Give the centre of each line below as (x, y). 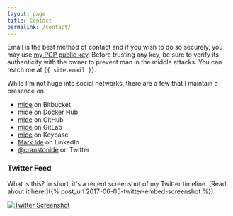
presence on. (27, 91)
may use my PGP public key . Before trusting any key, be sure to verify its (113, 55)
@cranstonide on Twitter (53, 150)
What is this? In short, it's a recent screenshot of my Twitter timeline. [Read (117, 183)
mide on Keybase (43, 135)
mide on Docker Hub (48, 112)
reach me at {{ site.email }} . (52, 70)
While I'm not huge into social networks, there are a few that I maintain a (113, 84)
